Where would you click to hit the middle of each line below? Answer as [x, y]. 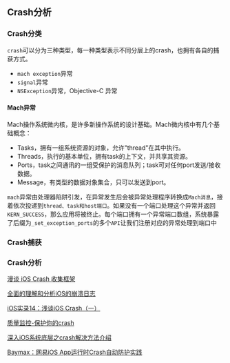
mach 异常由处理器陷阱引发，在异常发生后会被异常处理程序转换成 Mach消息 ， [112, 197]
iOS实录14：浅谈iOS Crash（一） [54, 308]
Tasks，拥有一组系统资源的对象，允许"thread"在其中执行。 [101, 148]
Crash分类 [25, 34]
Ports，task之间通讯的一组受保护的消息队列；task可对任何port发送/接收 [119, 165]
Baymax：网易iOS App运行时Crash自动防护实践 [75, 352]
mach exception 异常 [45, 73]
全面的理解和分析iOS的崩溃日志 [52, 294]
